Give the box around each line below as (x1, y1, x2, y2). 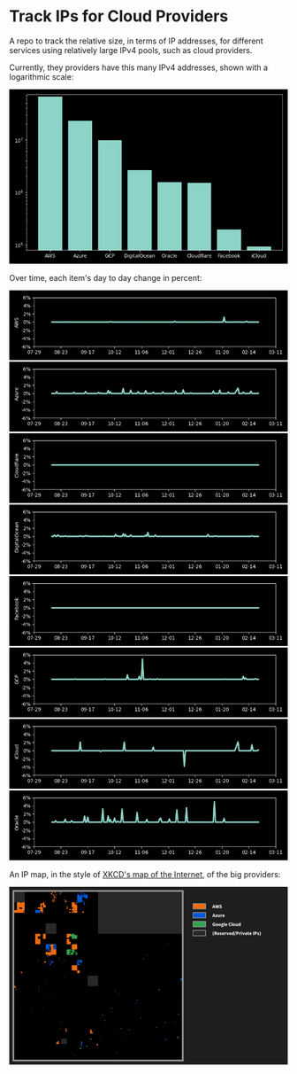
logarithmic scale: (9, 71, 74, 82)
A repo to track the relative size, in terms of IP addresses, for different (9, 35, 263, 46)
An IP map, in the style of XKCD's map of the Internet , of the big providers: (9, 868, 281, 879)
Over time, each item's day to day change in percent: (9, 272, 202, 283)
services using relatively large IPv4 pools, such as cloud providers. (9, 44, 253, 55)
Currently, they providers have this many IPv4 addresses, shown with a (9, 62, 268, 73)
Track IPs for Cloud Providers (9, 6, 229, 27)
